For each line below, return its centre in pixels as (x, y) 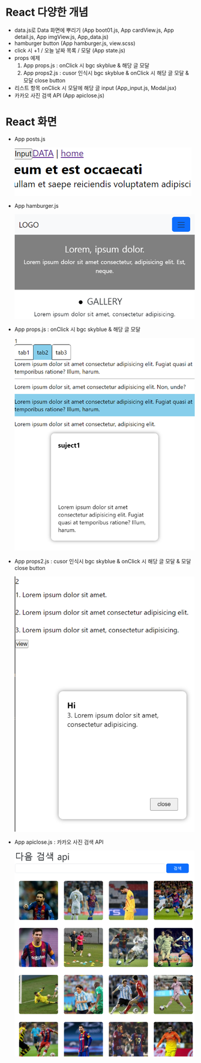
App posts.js (30, 139)
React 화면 (31, 122)
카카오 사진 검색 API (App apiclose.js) (59, 95)
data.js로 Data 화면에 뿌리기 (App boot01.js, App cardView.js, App (94, 30)
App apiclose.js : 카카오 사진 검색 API (59, 842)
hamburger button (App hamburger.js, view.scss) (75, 43)
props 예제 (27, 58)
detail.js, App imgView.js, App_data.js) (61, 37)
